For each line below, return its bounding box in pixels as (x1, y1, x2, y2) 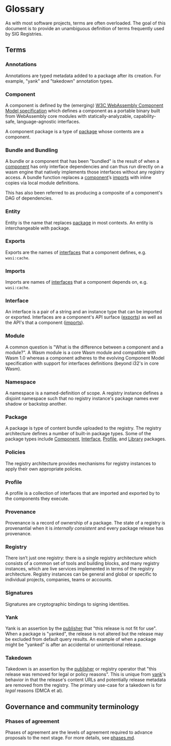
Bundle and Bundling (5, 146, 58, 154)
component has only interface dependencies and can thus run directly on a (5, 164, 164, 170)
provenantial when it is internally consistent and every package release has (5, 525, 164, 531)
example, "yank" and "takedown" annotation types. (5, 78, 113, 84)
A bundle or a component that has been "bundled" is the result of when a (5, 158, 159, 164)
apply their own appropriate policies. (5, 465, 83, 472)
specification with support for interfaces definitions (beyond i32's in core (5, 360, 159, 366)
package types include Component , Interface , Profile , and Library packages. (5, 436, 166, 442)
